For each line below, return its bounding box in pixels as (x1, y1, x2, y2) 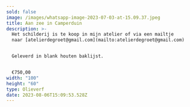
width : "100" (6, 75, 39, 81)
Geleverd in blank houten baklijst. (11, 53, 104, 59)
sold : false (6, 8, 36, 15)
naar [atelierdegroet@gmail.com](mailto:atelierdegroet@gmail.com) (11, 37, 185, 43)
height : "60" (6, 80, 39, 86)
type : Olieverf (6, 86, 45, 92)
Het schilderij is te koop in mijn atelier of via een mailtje (11, 31, 174, 37)
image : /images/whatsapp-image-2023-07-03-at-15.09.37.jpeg (6, 15, 161, 21)
